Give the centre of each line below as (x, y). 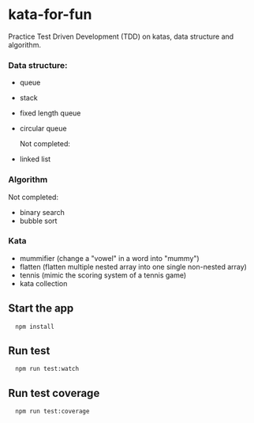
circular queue (43, 129)
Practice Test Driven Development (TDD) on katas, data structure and (121, 36)
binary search (42, 212)
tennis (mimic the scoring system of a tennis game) (103, 275)
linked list (35, 159)
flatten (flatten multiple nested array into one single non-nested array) (133, 266)
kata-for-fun (50, 15)
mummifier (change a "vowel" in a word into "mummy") (109, 258)
